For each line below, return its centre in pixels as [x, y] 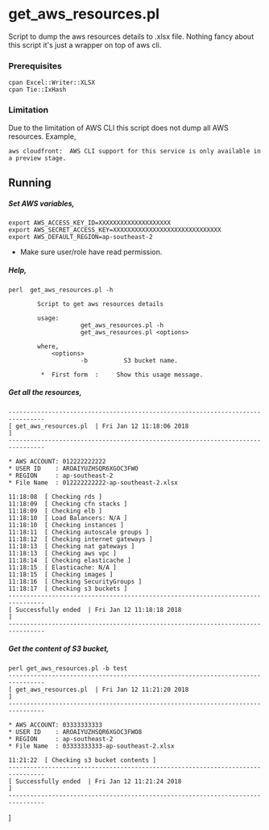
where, [48, 346]
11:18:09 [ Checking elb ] [56, 511]
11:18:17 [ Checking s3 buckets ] [68, 589]
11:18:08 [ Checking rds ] [56, 497]
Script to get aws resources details [100, 304]
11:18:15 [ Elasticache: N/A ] [62, 567]
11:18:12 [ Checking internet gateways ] [81, 539]
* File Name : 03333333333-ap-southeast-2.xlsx [91, 746]
